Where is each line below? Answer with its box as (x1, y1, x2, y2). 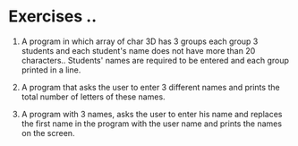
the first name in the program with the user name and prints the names (21, 118, 283, 129)
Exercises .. (8, 6, 98, 27)
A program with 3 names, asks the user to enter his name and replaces (21, 108, 283, 119)
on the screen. (21, 127, 75, 138)
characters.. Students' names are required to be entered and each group (21, 55, 290, 65)
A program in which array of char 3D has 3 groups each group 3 (21, 36, 259, 47)
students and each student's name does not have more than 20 (21, 45, 256, 56)
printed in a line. (21, 64, 81, 75)
